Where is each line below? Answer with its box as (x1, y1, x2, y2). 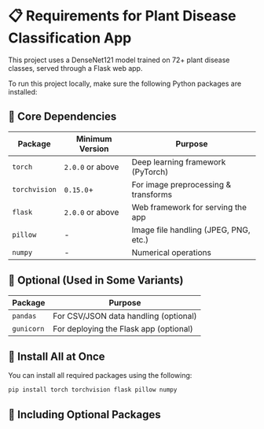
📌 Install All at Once (8, 349, 105, 363)
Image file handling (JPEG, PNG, (131, 224, 251, 235)
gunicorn (12, 324, 45, 333)
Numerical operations (131, 246, 212, 257)
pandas (12, 311, 37, 320)
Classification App (8, 29, 132, 47)
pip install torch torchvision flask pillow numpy (8, 386, 178, 394)
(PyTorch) (131, 166, 169, 177)
